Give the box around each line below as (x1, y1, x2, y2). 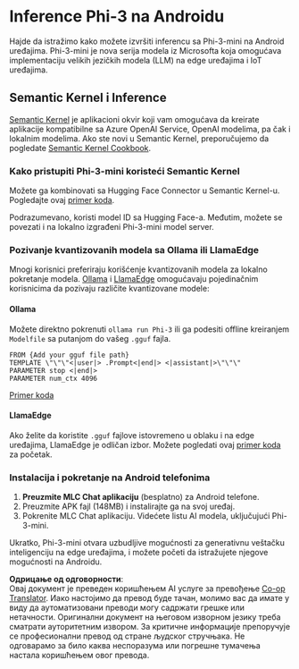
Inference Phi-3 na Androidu (9, 6, 225, 27)
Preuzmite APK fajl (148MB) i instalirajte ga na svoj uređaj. (21, 501, 236, 512)
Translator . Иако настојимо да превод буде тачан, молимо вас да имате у (9, 593, 290, 604)
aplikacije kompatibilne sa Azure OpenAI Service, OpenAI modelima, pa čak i (9, 123, 291, 134)
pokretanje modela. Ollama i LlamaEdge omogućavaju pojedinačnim (9, 274, 259, 284)
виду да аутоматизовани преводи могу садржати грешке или (9, 602, 245, 614)
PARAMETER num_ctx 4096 (9, 374, 98, 383)
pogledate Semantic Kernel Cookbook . (9, 142, 152, 153)
